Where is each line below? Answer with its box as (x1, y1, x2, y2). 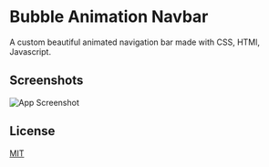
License (9, 123, 56, 139)
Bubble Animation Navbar (9, 6, 209, 27)
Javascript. (9, 46, 52, 57)
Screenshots (9, 73, 84, 89)
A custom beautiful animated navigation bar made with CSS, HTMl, (9, 37, 260, 47)
